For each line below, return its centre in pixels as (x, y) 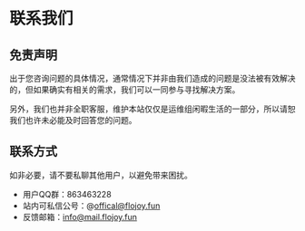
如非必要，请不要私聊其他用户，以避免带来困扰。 (101, 175)
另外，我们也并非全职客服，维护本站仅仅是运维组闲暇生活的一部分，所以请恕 (152, 109)
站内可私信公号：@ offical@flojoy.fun (91, 206)
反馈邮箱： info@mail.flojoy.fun (80, 217)
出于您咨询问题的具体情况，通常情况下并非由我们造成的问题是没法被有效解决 (152, 78)
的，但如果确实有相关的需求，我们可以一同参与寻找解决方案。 (125, 90)
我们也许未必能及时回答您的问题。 (73, 120)
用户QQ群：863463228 (67, 194)
